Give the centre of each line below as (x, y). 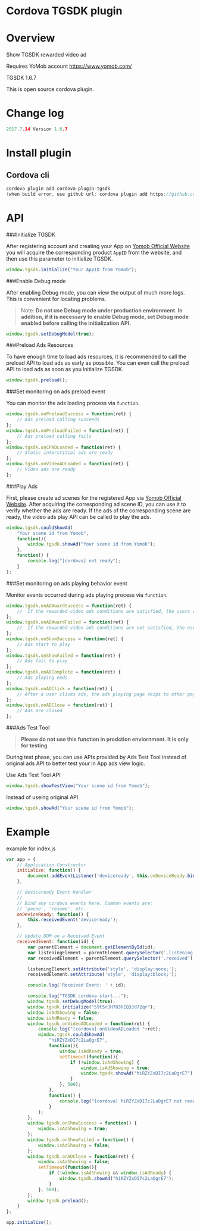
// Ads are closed (40, 711)
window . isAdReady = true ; (91, 1051)
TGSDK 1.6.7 (21, 78)
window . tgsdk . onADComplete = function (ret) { (63, 672)
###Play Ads (22, 486)
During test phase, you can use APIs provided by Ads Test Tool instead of (96, 757)
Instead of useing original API (42, 797)
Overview (31, 38)
